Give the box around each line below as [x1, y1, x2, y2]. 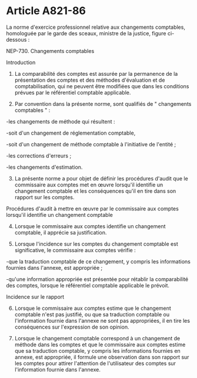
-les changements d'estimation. [6, 163, 83, 170]
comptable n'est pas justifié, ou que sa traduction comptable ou [14, 310, 169, 318]
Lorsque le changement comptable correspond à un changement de [14, 334, 181, 342]
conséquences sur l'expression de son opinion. [14, 323, 129, 330]
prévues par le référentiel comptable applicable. [14, 89, 131, 96]
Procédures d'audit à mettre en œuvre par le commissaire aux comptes [6, 205, 179, 212]
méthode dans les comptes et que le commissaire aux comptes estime [14, 341, 186, 348]
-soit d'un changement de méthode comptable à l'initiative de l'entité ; [6, 141, 176, 148]
